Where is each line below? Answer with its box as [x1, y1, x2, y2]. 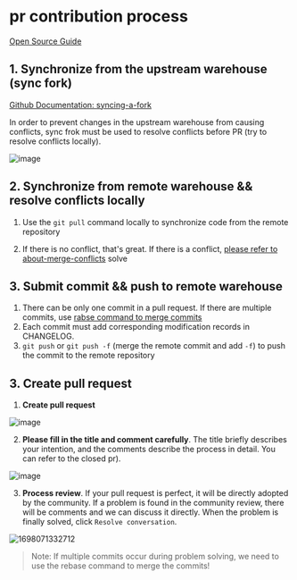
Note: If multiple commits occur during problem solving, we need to [30, 551, 279, 562]
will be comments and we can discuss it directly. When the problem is [21, 507, 279, 517]
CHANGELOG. [21, 331, 75, 341]
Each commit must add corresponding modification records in [21, 322, 250, 332]
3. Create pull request [9, 375, 132, 391]
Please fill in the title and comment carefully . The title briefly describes [21, 434, 287, 445]
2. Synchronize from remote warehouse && [9, 179, 253, 194]
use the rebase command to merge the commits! [30, 560, 210, 571]
